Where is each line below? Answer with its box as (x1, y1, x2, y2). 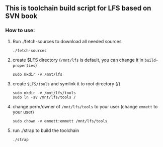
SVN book (5, 12, 38, 21)
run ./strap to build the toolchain (12, 127, 79, 133)
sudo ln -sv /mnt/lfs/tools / (12, 95, 76, 100)
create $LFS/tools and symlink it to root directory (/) (12, 80, 121, 87)
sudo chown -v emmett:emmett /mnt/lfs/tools (12, 118, 108, 123)
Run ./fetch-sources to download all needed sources (12, 38, 122, 44)
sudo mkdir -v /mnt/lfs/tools (12, 90, 76, 95)
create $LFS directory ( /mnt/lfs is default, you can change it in (12, 57, 144, 63)
